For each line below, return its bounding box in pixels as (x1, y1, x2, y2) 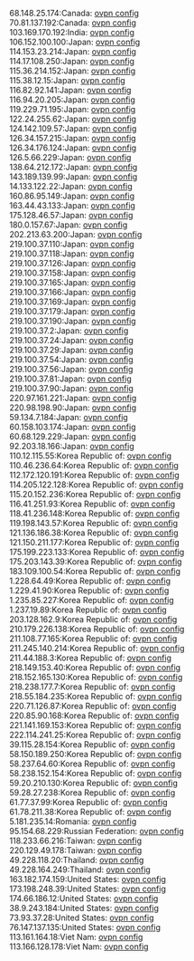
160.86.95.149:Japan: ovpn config (9, 190, 135, 201)
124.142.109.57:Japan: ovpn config (9, 123, 137, 134)
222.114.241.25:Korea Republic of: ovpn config (9, 729, 181, 740)
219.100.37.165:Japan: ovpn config (9, 277, 136, 288)
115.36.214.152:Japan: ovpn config (9, 65, 136, 76)
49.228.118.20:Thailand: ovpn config (9, 855, 144, 865)
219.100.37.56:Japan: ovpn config (9, 364, 134, 374)
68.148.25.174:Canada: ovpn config (9, 8, 140, 18)
